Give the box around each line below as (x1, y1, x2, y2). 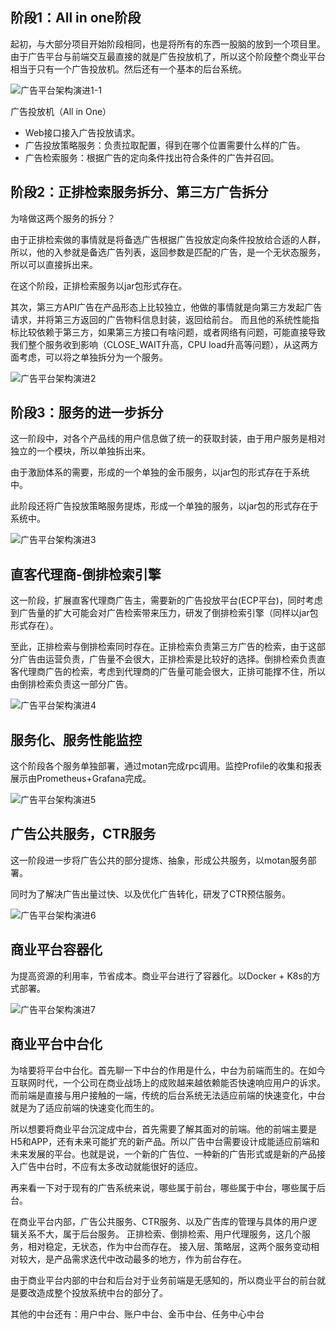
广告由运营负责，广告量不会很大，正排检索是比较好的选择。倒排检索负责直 (18, 653, 326, 665)
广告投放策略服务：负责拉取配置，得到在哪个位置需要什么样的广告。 (24, 139, 306, 151)
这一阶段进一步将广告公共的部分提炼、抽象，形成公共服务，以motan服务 (10, 854, 308, 866)
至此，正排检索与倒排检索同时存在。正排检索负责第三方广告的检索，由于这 (10, 641, 317, 653)
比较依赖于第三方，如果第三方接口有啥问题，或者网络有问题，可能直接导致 (18, 326, 326, 338)
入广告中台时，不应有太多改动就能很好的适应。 (10, 1160, 203, 1172)
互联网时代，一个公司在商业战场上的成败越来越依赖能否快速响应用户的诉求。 (10, 1076, 326, 1088)
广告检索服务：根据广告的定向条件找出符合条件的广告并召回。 (24, 151, 280, 163)
